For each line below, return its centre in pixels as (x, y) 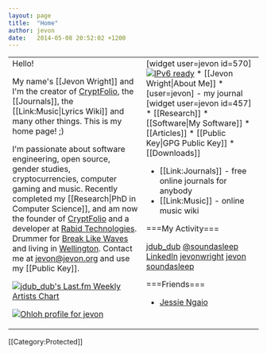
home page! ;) (39, 131)
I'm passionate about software (69, 150)
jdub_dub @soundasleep (192, 247)
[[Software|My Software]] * (198, 123)
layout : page (30, 16)
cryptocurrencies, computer (65, 179)
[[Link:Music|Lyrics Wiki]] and (68, 111)
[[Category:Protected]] (46, 342)
